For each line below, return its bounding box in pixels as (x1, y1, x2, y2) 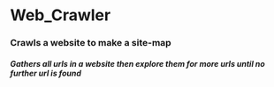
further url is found (10, 68, 82, 78)
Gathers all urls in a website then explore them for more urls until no (10, 58, 266, 69)
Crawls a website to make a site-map (10, 37, 171, 49)
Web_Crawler (10, 5, 111, 25)
